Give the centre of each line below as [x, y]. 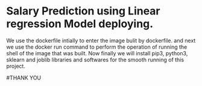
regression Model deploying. [80, 24]
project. [16, 66]
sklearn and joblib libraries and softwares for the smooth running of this [95, 60]
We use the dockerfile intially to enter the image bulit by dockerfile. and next [101, 40]
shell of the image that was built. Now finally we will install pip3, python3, [97, 53]
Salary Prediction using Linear [84, 11]
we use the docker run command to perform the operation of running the [97, 47]
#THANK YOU [24, 78]
